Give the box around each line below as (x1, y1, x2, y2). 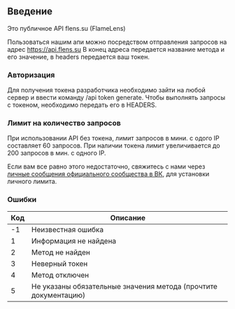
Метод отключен (31, 270, 90, 280)
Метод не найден (31, 247, 91, 257)
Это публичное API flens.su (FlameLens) (7, 24, 126, 32)
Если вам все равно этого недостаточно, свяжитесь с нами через (7, 162, 206, 171)
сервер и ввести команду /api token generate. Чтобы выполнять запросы (7, 94, 226, 102)
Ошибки (7, 195, 37, 205)
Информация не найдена (31, 236, 117, 245)
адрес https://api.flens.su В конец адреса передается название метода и (7, 45, 225, 53)
